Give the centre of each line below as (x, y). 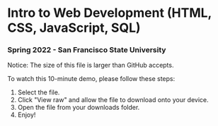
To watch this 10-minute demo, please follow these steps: (91, 79)
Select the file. (39, 92)
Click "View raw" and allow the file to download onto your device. (113, 100)
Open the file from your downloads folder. (79, 108)
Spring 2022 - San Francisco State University (87, 50)
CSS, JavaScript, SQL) (74, 28)
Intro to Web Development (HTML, (110, 13)
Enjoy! (27, 115)
